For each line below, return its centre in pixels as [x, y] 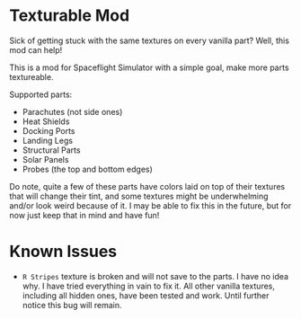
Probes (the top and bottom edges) [87, 169]
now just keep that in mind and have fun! [84, 215]
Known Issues [63, 252]
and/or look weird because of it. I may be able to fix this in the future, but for [150, 205]
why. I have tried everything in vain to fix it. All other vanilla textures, [149, 286]
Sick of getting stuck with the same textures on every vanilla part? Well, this [150, 40]
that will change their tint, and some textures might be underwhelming [139, 196]
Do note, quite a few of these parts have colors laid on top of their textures [147, 186]
